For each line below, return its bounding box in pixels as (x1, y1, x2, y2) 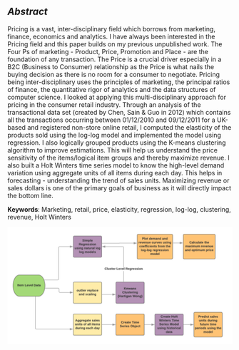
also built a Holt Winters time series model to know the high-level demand (7, 160, 225, 170)
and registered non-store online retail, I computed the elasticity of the (27, 123, 232, 131)
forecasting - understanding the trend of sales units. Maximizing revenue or (7, 176, 230, 185)
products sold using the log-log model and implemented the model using (7, 130, 221, 139)
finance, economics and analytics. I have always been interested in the (7, 32, 215, 41)
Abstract (7, 6, 48, 18)
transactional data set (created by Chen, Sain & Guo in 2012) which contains (7, 108, 231, 116)
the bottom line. (7, 191, 54, 200)
